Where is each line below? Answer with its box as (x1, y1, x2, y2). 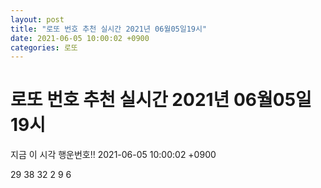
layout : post (10, 14, 65, 25)
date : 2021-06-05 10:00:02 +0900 (10, 33, 150, 43)
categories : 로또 (10, 42, 78, 53)
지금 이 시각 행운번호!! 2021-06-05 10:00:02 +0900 (10, 149, 217, 161)
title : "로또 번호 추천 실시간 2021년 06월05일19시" (10, 24, 208, 34)
